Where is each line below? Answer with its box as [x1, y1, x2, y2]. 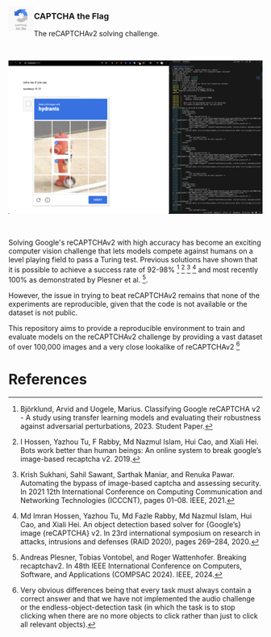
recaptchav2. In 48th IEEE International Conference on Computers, [19, 561, 242, 571]
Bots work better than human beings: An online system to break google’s [19, 446, 262, 455]
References [8, 370, 87, 388]
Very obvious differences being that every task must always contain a [19, 585, 252, 595]
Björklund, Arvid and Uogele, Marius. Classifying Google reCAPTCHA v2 [19, 404, 261, 414]
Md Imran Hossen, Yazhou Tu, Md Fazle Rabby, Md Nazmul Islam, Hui [19, 511, 252, 521]
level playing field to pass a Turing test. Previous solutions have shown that [8, 255, 258, 265]
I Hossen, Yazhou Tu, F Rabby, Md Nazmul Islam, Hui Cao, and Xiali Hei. [19, 437, 260, 446]
